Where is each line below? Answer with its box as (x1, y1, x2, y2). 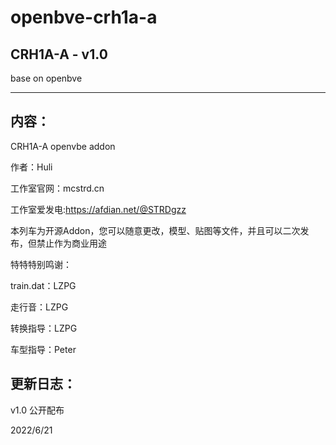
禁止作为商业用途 (36, 237, 107, 249)
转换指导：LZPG (10, 322, 78, 334)
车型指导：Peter (10, 343, 77, 355)
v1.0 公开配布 (10, 404, 65, 416)
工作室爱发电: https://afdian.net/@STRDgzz (10, 203, 187, 215)
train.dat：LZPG (10, 279, 77, 291)
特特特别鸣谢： (10, 258, 72, 270)
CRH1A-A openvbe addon (10, 140, 116, 152)
